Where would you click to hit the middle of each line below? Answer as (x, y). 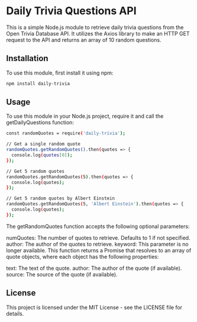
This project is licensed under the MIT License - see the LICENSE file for (94, 307)
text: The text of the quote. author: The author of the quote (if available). (94, 268)
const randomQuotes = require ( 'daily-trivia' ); (66, 133)
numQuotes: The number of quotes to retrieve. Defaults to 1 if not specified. (98, 237)
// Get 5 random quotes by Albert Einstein (61, 199)
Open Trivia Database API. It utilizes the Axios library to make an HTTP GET (98, 33)
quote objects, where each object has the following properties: (83, 256)
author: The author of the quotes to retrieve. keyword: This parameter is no (97, 244)
